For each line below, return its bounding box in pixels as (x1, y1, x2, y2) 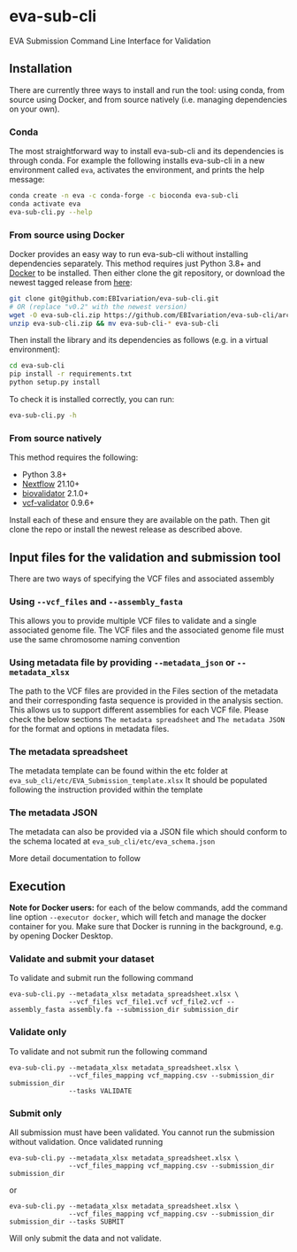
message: (9, 175, 45, 185)
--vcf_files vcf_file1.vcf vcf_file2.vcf (68, 998, 224, 1007)
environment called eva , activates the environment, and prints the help (9, 165, 265, 175)
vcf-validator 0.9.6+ (21, 498, 95, 509)
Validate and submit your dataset (9, 953, 155, 965)
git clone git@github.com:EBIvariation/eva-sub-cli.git (9, 294, 219, 303)
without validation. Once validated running (9, 1136, 164, 1147)
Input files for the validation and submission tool (9, 549, 281, 564)
